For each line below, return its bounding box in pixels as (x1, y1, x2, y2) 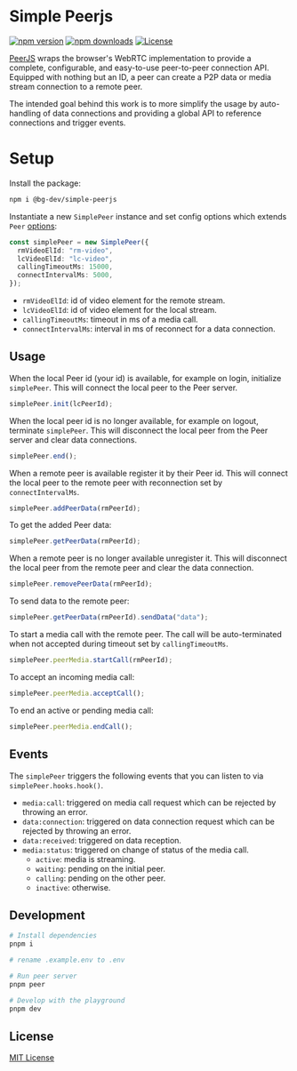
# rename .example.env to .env (9, 955, 125, 965)
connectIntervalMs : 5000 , (17, 271, 114, 280)
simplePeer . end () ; (9, 452, 77, 460)
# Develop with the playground (9, 995, 125, 1005)
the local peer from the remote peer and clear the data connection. (9, 563, 254, 573)
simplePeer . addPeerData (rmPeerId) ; (9, 504, 141, 513)
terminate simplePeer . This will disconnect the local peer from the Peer (9, 425, 269, 436)
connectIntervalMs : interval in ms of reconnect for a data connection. (21, 324, 276, 334)
